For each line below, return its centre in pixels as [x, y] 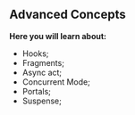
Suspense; [42, 101]
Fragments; [43, 62]
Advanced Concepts [68, 15]
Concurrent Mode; [56, 82]
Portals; [37, 91]
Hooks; [35, 53]
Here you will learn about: [58, 36]
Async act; [42, 72]
